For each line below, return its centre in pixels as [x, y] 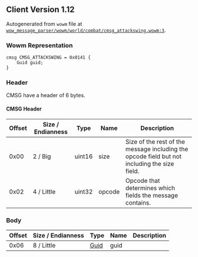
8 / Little [44, 245]
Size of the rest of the [156, 142]
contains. [138, 202]
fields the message [152, 195]
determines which [151, 188]
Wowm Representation [39, 45]
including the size [150, 163]
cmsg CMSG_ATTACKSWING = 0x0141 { [49, 58]
